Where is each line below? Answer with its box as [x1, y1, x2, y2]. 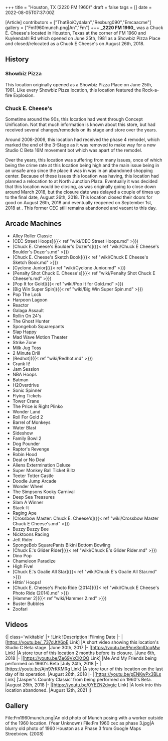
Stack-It [12, 504, 29, 511]
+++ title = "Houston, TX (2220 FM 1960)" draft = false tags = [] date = [5, 5, 152, 10]
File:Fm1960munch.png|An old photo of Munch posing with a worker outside [5, 715, 163, 721]
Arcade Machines [5, 219, 62, 228]
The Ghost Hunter [12, 318, 50, 324]
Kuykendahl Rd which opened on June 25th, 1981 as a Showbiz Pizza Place [5, 35, 160, 41]
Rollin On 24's [12, 313, 42, 319]
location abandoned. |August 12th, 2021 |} [5, 687, 92, 693]
